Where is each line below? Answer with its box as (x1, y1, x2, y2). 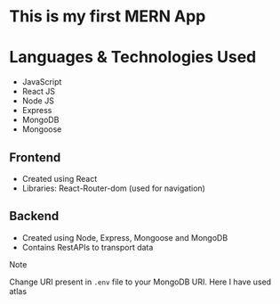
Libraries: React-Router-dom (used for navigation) (21, 183, 206, 193)
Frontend (9, 150, 61, 165)
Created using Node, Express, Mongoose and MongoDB (21, 232, 228, 242)
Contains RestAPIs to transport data (21, 242, 154, 252)
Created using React (21, 173, 98, 184)
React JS (21, 86, 56, 97)
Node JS (21, 95, 55, 106)
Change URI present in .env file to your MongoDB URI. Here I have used (9, 276, 272, 287)
